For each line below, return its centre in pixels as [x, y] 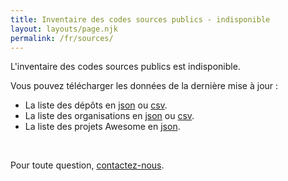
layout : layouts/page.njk [64, 29]
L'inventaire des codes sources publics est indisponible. [125, 67]
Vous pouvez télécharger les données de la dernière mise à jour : [144, 86]
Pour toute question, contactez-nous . [87, 165]
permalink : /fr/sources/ [62, 38]
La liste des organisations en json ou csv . [109, 116]
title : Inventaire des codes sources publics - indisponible [140, 19]
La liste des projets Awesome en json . [102, 127]
